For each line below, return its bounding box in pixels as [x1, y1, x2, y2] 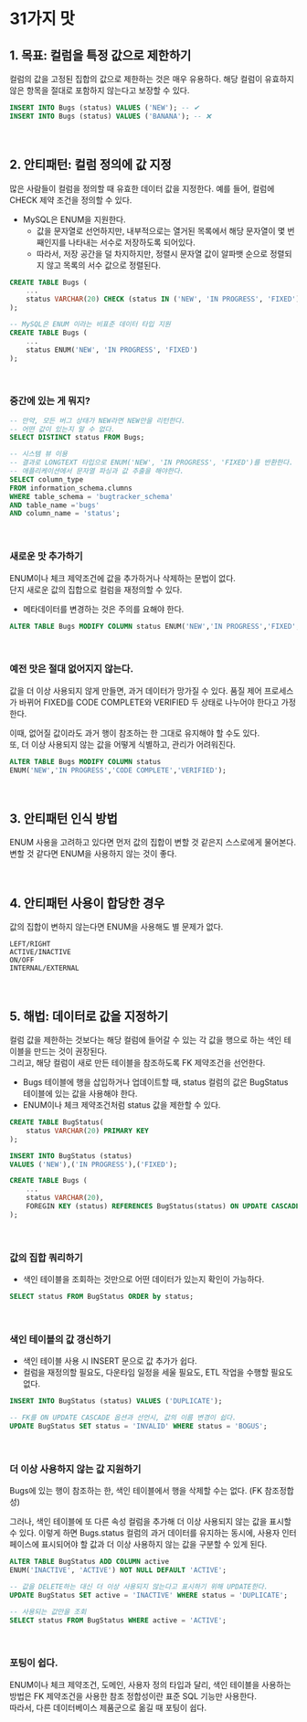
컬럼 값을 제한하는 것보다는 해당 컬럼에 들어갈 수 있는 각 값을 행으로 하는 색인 [9, 1035, 282, 1046]
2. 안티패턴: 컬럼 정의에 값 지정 [9, 157, 172, 173]
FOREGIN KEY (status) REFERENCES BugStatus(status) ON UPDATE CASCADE [26, 1202, 301, 1211]
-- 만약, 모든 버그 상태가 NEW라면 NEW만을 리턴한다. [9, 416, 185, 425]
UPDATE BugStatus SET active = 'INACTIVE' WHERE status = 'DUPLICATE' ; [9, 1590, 288, 1600]
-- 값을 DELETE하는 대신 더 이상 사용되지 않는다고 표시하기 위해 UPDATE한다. [9, 1582, 269, 1591]
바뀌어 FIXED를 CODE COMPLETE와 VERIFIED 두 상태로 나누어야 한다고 [18, 696, 280, 707]
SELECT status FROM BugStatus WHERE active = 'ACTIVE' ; [9, 1615, 227, 1625]
